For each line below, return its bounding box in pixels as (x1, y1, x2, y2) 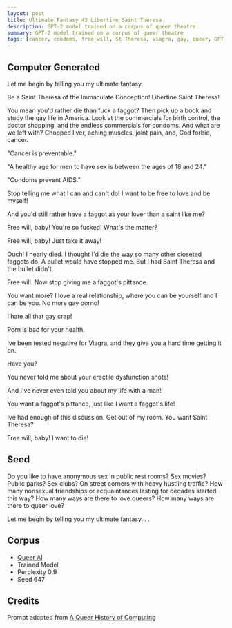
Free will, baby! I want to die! (7, 433, 89, 442)
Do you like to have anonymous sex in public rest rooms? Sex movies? (7, 472, 207, 480)
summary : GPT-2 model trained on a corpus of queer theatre (7, 29, 184, 37)
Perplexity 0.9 (17, 567, 57, 576)
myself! (7, 196, 29, 204)
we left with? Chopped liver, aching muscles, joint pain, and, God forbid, (7, 128, 212, 137)
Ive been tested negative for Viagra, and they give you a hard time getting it (7, 339, 222, 347)
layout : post (7, 10, 45, 17)
